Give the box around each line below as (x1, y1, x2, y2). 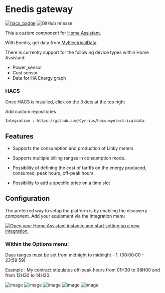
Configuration (5, 194, 50, 203)
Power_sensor (12, 64, 42, 70)
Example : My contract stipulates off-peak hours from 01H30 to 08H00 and (5, 267, 160, 273)
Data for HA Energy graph (12, 75, 66, 81)
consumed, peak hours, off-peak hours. (12, 170, 95, 176)
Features (5, 132, 34, 140)
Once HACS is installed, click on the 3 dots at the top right (5, 99, 125, 105)
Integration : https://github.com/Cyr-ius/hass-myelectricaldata (5, 118, 144, 123)
